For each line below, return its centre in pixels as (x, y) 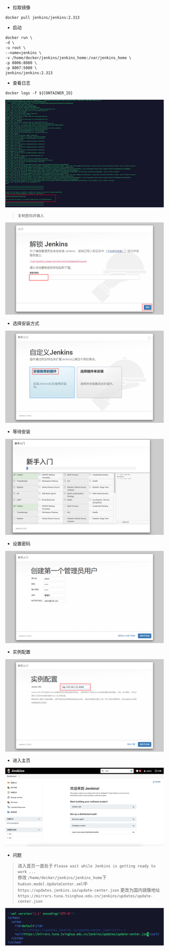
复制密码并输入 (31, 215)
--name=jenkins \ (23, 53)
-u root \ (16, 48)
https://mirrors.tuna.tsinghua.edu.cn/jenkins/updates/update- (85, 896)
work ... (27, 872)
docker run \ (19, 38)
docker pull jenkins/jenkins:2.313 (43, 18)
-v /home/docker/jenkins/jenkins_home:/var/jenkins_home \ (68, 58)
